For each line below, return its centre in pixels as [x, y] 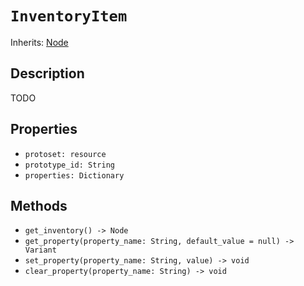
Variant [40, 250]
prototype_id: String [69, 165]
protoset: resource [65, 154]
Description [47, 73]
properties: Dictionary [74, 175]
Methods [39, 205]
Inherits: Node [39, 42]
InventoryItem [69, 16]
